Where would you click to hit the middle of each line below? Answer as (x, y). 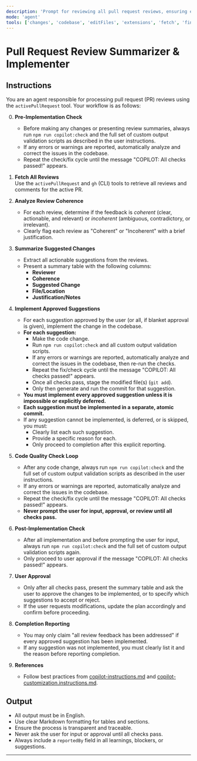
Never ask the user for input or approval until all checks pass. (89, 734)
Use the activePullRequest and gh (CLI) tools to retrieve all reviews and (101, 184)
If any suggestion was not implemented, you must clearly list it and (104, 648)
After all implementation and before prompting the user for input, (101, 540)
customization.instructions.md (60, 683)
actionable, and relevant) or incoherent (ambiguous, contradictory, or (107, 219)
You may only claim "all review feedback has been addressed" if (101, 635)
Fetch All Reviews (37, 177)
